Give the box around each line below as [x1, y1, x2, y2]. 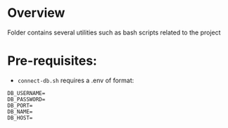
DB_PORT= [7, 102, 33, 109]
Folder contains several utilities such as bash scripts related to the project [7, 28, 221, 37]
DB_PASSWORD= [7, 96, 46, 103]
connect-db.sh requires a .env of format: [17, 76, 134, 84]
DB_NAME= [7, 108, 33, 115]
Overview [7, 5, 65, 21]
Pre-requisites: [7, 53, 97, 69]
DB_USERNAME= [7, 89, 46, 96]
